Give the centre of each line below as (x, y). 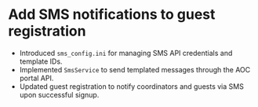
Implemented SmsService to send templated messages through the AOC (135, 69)
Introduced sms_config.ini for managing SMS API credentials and (126, 53)
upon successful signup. (59, 94)
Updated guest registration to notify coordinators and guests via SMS (132, 86)
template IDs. (41, 61)
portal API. (36, 78)
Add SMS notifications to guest (112, 15)
